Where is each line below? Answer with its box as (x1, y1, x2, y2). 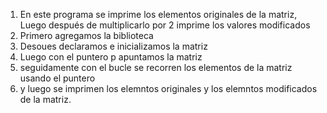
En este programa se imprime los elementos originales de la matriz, (19, 9, 298, 20)
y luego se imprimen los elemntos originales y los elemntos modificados (19, 83, 318, 94)
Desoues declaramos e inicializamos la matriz (19, 40, 208, 52)
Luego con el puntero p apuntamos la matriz (19, 51, 203, 63)
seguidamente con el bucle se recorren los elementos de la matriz (19, 62, 293, 73)
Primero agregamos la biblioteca (19, 30, 154, 41)
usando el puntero (19, 72, 96, 84)
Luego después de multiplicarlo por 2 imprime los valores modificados (19, 19, 311, 31)
